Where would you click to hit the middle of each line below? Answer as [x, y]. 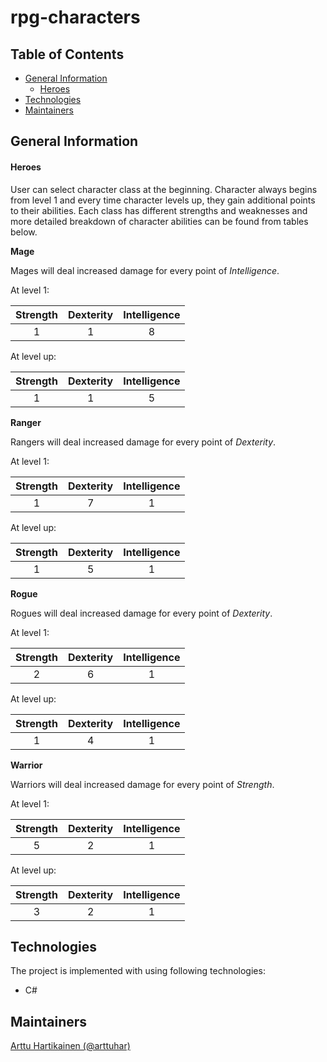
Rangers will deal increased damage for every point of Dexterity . [143, 442]
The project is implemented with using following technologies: [138, 971]
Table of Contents [67, 54]
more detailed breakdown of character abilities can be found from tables [159, 221]
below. [24, 232]
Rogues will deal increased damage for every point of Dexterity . [141, 613]
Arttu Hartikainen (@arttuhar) [70, 1046]
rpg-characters [75, 17]
